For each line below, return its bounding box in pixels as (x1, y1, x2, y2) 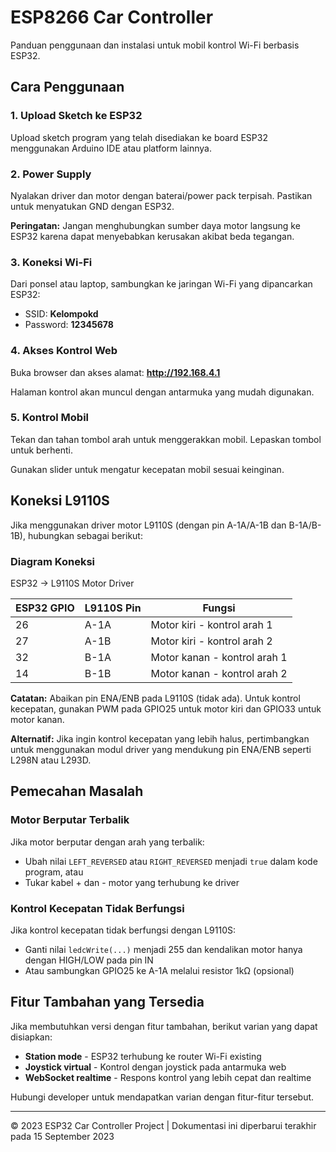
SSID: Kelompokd (24, 308, 99, 320)
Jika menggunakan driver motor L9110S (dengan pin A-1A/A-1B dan (10, 519, 287, 531)
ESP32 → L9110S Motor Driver (10, 577, 135, 589)
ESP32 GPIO (15, 601, 75, 615)
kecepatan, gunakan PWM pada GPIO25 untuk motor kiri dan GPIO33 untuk (10, 702, 322, 715)
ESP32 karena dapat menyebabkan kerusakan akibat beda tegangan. (10, 230, 295, 242)
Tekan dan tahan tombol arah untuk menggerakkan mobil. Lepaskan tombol (10, 433, 322, 445)
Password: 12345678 (24, 319, 114, 331)
